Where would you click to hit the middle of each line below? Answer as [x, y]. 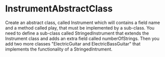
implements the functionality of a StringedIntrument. [59, 49]
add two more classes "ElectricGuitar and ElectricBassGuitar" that [73, 43]
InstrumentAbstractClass [59, 9]
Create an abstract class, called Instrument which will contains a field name [83, 22]
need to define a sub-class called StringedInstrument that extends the [77, 33]
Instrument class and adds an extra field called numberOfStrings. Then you [82, 38]
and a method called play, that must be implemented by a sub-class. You [80, 27]
